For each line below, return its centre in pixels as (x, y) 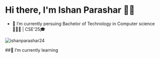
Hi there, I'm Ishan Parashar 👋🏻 (70, 10)
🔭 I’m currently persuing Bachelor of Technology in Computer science (83, 24)
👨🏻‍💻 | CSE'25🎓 (29, 29)
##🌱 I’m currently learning (32, 50)
